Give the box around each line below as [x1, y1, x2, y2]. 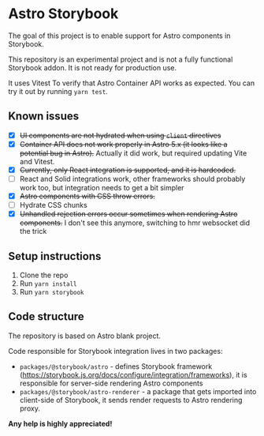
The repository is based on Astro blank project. [8, 331, 162, 340]
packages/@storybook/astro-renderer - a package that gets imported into [19, 386, 257, 396]
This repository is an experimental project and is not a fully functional [8, 54, 233, 64]
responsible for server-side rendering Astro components [19, 378, 203, 388]
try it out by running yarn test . [8, 86, 108, 96]
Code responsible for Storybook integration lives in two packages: [8, 346, 223, 355]
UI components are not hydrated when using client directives [19, 130, 221, 140]
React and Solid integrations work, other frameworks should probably [19, 174, 246, 183]
